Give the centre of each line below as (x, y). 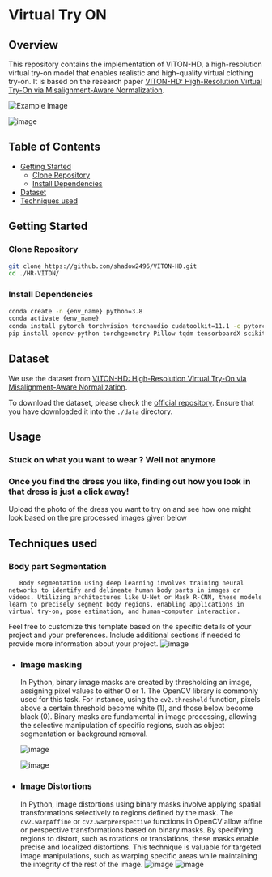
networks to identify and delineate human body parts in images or (125, 590)
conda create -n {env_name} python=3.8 (76, 311)
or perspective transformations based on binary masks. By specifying (136, 830)
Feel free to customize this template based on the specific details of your (130, 627)
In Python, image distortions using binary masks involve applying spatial (140, 804)
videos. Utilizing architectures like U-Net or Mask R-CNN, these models (136, 598)
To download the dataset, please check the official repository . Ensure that (132, 402)
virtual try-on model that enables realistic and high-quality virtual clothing (131, 73)
